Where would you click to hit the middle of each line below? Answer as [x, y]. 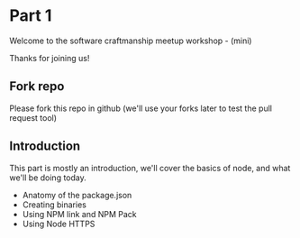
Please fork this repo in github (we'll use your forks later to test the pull [141, 108]
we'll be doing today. [48, 178]
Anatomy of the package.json [77, 195]
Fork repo [37, 87]
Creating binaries [55, 205]
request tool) [33, 117]
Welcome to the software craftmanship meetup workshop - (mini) [131, 41]
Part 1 [31, 16]
